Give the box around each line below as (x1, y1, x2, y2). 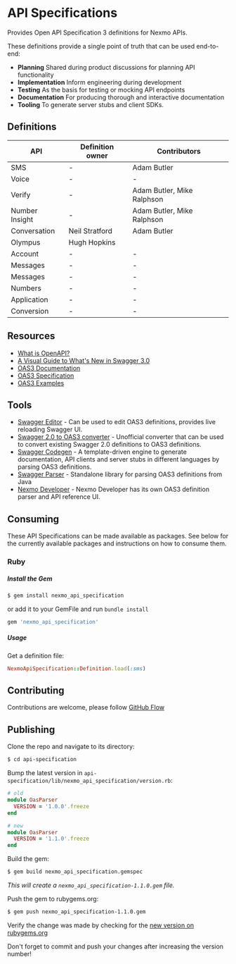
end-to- (196, 42, 219, 50)
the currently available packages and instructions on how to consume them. (7, 539, 227, 548)
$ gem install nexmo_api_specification (7, 592, 124, 600)
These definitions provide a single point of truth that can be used (7, 42, 195, 50)
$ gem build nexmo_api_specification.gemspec (7, 868, 143, 875)
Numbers (11, 283, 42, 293)
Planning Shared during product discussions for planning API (17, 63, 195, 71)
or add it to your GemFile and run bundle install (7, 605, 149, 613)
